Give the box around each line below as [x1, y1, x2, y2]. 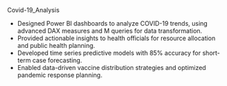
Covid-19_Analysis [7, 6, 60, 14]
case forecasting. [32, 56, 83, 64]
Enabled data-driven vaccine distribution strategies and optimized [17, 64, 206, 71]
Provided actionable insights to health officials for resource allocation [17, 34, 216, 42]
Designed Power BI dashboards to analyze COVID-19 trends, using [17, 19, 208, 27]
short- [202, 49, 221, 57]
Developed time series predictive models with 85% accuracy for [17, 49, 201, 57]
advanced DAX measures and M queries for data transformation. [17, 27, 203, 35]
